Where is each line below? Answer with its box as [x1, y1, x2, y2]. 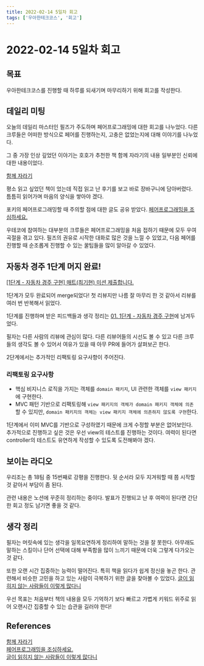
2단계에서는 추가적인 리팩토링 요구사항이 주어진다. [6, 354, 125, 361]
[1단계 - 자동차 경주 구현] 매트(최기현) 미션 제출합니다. [6, 279, 134, 286]
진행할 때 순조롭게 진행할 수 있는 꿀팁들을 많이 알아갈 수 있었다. [6, 242, 156, 249]
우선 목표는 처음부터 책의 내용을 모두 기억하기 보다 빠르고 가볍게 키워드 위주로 [6, 595, 190, 602]
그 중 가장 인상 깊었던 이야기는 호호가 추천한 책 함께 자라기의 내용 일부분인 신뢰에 [6, 152, 198, 159]
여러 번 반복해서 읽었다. [6, 299, 62, 307]
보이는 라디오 [6, 456, 53, 466]
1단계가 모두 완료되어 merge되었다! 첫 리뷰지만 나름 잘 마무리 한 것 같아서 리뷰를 [6, 291, 197, 299]
